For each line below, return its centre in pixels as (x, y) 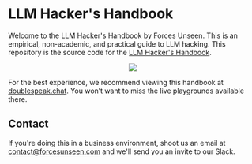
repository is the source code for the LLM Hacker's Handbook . (110, 52)
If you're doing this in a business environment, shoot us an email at (117, 143)
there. (18, 99)
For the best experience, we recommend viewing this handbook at (116, 82)
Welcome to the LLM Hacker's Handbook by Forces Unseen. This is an (123, 35)
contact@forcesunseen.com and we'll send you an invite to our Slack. (122, 151)
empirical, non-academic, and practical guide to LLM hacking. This (117, 43)
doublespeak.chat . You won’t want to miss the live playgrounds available (126, 91)
